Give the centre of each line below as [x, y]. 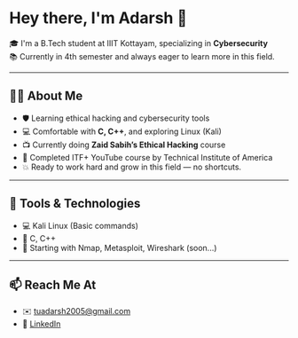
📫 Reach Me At [53, 284]
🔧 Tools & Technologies [75, 204]
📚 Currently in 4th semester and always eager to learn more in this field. [142, 56]
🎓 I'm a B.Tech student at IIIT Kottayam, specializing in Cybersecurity [139, 43]
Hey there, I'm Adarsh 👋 [98, 18]
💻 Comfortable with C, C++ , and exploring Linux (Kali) [122, 131]
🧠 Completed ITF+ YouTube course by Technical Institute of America [147, 157]
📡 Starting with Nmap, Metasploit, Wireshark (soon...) [119, 248]
